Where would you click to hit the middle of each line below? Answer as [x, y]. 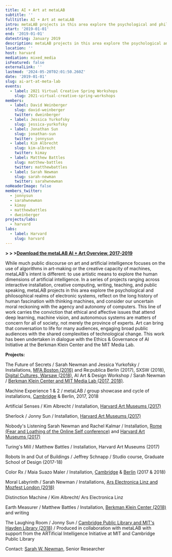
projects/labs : [21, 220]
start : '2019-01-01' [27, 29]
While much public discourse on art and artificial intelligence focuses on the [85, 263]
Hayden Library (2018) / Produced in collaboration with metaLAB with [78, 528]
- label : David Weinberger [39, 105]
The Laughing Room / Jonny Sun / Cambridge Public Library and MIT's [80, 522]
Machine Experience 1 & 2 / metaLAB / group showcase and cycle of [77, 391]
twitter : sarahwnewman [39, 181]
